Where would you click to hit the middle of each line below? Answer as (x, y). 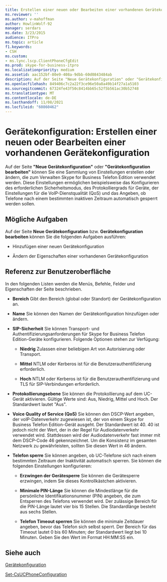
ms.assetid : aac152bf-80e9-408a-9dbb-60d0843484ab (59, 75)
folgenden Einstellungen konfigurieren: (52, 466)
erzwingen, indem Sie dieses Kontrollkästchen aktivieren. (78, 481)
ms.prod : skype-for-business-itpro (42, 65)
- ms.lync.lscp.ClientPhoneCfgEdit (42, 61)
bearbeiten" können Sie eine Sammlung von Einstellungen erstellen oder (80, 172)
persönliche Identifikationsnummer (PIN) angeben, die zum (80, 496)
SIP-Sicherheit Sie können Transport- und (56, 328)
